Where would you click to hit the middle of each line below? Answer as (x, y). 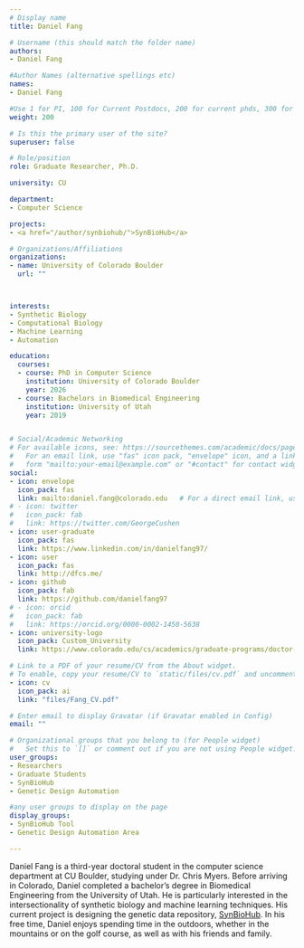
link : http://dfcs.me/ (60, 574)
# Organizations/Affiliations (66, 249)
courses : (34, 365)
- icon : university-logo (56, 633)
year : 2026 (46, 390)
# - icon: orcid (40, 607)
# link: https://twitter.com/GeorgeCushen (95, 524)
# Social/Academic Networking (66, 440)
